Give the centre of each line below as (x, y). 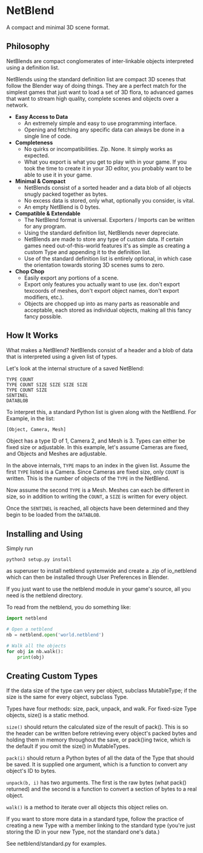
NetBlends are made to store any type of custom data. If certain (104, 239)
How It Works (32, 336)
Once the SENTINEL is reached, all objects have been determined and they (98, 508)
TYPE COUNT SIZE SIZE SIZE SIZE (47, 385)
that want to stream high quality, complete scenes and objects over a (92, 98)
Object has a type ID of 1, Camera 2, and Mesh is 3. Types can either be (96, 441)
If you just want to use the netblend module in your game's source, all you (98, 589)
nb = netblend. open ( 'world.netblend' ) (55, 635)
